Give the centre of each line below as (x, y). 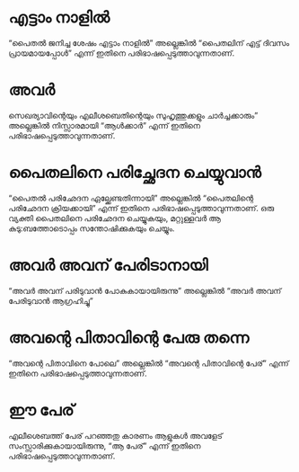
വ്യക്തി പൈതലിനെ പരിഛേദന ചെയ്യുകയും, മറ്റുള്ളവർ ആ (115, 218)
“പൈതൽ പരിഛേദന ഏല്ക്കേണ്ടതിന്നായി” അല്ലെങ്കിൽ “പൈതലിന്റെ (131, 198)
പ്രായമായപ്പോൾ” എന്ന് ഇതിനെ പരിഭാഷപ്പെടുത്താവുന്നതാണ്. (122, 53)
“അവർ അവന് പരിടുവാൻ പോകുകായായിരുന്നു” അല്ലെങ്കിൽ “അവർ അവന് (145, 290)
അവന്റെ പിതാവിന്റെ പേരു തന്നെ (129, 338)
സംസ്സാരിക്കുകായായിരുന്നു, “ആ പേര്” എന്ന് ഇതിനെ (105, 445)
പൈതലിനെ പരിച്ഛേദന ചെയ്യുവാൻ (135, 173)
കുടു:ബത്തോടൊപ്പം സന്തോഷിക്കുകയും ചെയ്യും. (92, 228)
